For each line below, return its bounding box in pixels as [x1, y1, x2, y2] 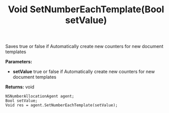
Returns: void [5, 84, 35, 90]
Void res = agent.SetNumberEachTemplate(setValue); [5, 103, 118, 108]
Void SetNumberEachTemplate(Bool [8, 4, 164, 15]
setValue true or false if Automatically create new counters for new [12, 69, 155, 75]
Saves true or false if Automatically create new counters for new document [5, 43, 164, 50]
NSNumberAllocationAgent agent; [5, 94, 74, 99]
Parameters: [5, 59, 32, 65]
